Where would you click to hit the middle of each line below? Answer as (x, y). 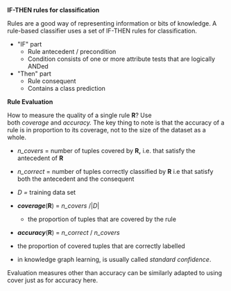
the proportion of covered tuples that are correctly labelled (101, 246)
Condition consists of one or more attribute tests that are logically (121, 59)
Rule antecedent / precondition (72, 52)
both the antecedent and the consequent (76, 179)
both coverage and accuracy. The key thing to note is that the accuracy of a (116, 123)
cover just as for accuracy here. (53, 280)
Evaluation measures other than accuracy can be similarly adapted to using (115, 273)
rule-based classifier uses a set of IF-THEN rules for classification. (102, 31)
